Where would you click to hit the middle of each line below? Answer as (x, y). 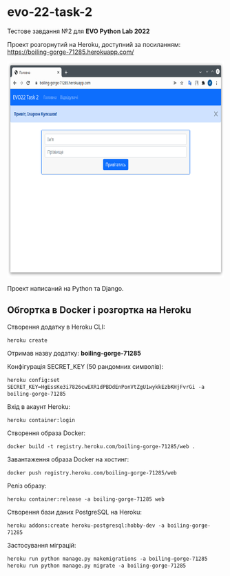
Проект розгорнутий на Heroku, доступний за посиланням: (94, 44)
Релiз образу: (27, 486)
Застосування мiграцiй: (42, 545)
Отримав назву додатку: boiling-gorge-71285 (74, 353)
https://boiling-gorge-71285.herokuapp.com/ (71, 52)
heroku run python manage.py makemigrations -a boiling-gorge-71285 (107, 559)
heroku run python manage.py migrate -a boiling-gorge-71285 (97, 566)
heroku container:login (41, 420)
